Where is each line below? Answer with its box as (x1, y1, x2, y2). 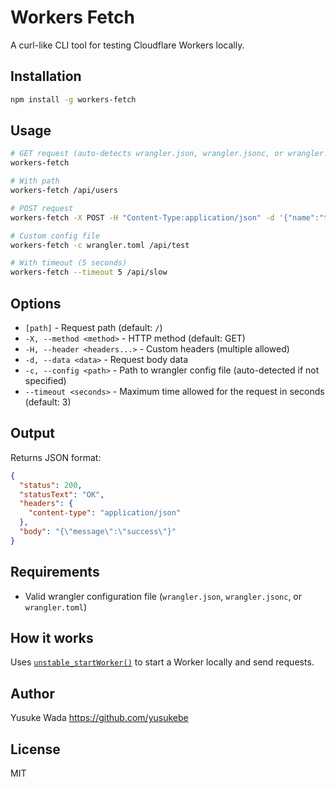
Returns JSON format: (10, 451, 102, 463)
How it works (10, 630, 94, 647)
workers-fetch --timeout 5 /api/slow (10, 267, 168, 278)
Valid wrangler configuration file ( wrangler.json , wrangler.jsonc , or (24, 590, 303, 602)
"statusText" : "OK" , (19, 489, 105, 500)
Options (10, 295, 62, 312)
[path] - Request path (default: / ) (24, 322, 163, 333)
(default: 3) (24, 396, 72, 408)
